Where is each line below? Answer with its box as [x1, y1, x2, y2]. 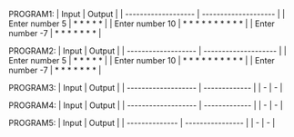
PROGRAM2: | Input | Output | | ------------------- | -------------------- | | [8, 45, 288, 56]
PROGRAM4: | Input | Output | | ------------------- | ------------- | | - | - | [8, 100, 283, 111]
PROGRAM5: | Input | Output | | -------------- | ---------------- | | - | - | [8, 118, 276, 128]
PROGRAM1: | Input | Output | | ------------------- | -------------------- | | [8, 9, 286, 19]
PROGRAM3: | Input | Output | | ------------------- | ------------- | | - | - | [8, 83, 283, 93]
